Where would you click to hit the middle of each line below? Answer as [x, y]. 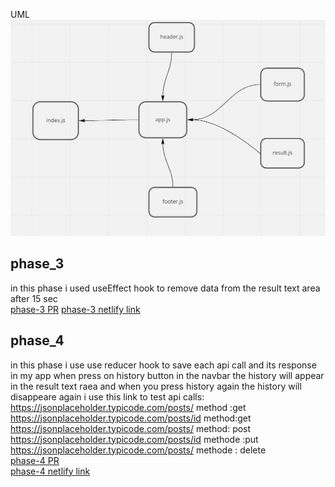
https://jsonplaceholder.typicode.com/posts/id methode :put [134, 439]
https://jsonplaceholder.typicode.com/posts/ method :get [128, 407]
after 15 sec [34, 298]
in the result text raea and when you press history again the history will [156, 386]
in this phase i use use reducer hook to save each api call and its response [163, 365]
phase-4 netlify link [50, 471]
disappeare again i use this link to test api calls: [107, 396]
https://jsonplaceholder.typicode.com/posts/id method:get [131, 418]
